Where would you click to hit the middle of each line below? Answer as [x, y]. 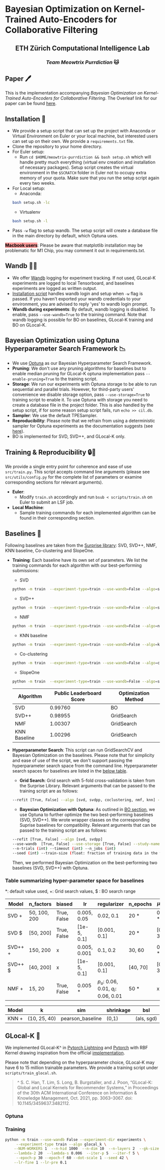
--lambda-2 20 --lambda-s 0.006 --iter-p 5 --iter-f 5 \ [77, 1153]
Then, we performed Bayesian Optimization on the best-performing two [85, 862]
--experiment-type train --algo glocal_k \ [61, 1144]
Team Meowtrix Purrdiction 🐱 [82, 62]
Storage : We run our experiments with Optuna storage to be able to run [84, 384]
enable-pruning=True [33, 379]
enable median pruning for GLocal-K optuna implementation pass [78, 373]
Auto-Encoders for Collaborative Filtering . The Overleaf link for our [89, 98]
